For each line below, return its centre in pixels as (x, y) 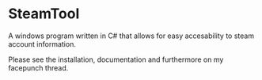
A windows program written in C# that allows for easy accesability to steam (131, 36)
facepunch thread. (38, 67)
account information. (42, 44)
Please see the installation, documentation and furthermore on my (116, 59)
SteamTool (44, 14)
